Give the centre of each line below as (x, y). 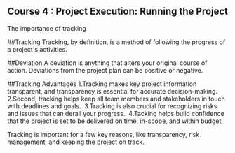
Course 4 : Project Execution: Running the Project (118, 12)
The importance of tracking (47, 28)
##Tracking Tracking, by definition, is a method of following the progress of (116, 42)
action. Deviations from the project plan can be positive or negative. (105, 70)
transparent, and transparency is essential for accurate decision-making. (113, 91)
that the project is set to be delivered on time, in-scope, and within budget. (115, 121)
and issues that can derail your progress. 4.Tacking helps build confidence (116, 113)
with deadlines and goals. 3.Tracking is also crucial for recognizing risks (112, 106)
